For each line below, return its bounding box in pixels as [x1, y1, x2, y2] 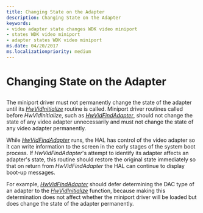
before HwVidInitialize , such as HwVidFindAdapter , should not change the [6, 112, 193, 119]
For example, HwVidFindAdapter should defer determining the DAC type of [6, 181, 195, 188]
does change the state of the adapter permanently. [6, 200, 134, 208]
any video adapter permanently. [6, 125, 87, 132]
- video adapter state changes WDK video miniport [6, 26, 138, 32]
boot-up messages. [6, 169, 56, 176]
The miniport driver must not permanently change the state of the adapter [6, 99, 192, 106]
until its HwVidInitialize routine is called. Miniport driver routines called [6, 105, 183, 113]
